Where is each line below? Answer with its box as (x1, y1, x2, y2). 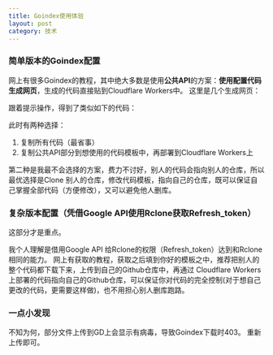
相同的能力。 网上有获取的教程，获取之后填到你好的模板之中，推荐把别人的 (8, 254, 260, 264)
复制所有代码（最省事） (19, 137, 99, 147)
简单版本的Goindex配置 (8, 55, 101, 67)
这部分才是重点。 (8, 227, 66, 236)
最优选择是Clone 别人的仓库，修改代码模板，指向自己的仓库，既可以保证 (8, 175, 251, 184)
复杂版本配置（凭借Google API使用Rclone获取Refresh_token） (8, 207, 256, 219)
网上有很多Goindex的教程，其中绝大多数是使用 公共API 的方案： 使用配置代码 (8, 75, 262, 85)
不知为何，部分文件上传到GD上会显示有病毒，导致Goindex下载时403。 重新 (8, 327, 262, 337)
